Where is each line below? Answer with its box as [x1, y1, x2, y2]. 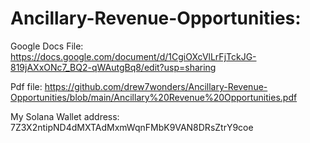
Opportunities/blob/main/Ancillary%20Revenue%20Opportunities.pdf [10, 91, 298, 103]
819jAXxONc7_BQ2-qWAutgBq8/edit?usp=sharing [10, 61, 217, 73]
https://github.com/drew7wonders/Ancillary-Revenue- [44, 80, 268, 92]
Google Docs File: [10, 40, 84, 52]
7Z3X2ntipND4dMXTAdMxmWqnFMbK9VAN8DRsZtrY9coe [10, 121, 254, 133]
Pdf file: [10, 80, 43, 92]
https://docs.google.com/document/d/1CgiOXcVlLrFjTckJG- [10, 50, 257, 62]
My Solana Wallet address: [10, 110, 120, 122]
